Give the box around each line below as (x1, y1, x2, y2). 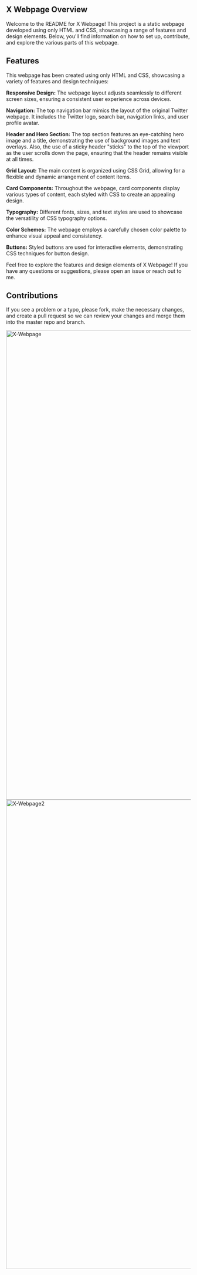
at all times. (6, 155, 34, 163)
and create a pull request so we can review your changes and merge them (6, 312, 186, 319)
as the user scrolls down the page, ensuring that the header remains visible (6, 149, 188, 156)
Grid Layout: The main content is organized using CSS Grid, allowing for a (6, 167, 185, 174)
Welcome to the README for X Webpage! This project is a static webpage (6, 20, 185, 27)
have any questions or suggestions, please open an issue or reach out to (6, 267, 182, 275)
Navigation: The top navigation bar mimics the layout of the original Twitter (6, 107, 188, 114)
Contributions (6, 290, 58, 301)
